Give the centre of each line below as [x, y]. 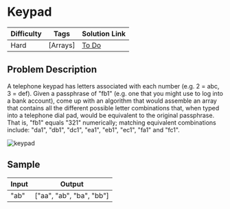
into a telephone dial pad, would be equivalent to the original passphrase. [111, 115]
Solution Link [104, 34]
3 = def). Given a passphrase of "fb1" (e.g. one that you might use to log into [115, 93]
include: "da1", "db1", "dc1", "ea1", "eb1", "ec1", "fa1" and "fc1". [93, 130]
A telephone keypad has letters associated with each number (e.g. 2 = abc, [113, 86]
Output [72, 184]
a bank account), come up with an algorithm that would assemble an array [112, 101]
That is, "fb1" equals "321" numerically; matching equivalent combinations [112, 122]
